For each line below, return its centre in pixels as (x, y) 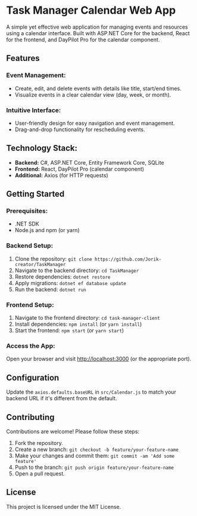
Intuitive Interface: (34, 110)
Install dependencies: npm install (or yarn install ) (78, 324)
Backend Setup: (30, 246)
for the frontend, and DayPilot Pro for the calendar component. (83, 39)
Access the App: (31, 345)
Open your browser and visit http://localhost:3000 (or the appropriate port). (99, 359)
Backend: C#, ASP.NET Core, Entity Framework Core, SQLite (90, 162)
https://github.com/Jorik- (128, 259)
